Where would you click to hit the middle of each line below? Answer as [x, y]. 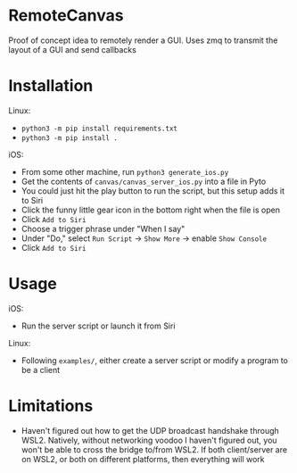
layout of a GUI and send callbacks [73, 49]
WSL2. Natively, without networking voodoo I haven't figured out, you [149, 440]
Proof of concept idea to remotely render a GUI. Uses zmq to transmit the [143, 40]
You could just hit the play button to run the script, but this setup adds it [153, 191]
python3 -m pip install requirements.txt [99, 129]
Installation [51, 86]
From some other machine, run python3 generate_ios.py [125, 171]
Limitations [51, 406]
